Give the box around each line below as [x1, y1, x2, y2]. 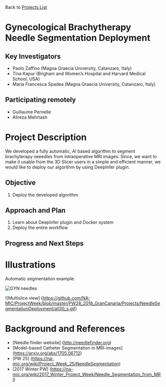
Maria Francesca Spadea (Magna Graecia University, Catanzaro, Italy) [12, 81, 156, 87]
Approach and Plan [5, 206, 66, 214]
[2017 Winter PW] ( [12, 366, 51, 372]
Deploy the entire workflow [12, 224, 68, 231]
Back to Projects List [5, 4, 47, 10]
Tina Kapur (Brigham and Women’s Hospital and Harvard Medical [12, 71, 146, 76]
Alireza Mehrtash [12, 114, 48, 120]
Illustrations [5, 259, 56, 270]
